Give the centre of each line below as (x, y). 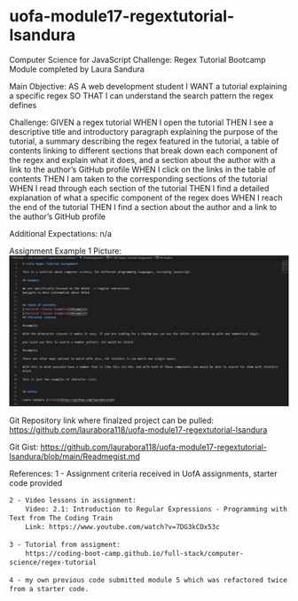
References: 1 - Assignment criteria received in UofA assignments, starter (143, 473)
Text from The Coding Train (61, 518)
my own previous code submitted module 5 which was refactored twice (157, 580)
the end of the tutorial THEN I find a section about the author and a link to (143, 207)
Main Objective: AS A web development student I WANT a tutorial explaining (148, 86)
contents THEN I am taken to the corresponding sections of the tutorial (138, 178)
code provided (36, 483)
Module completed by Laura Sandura (77, 69)
